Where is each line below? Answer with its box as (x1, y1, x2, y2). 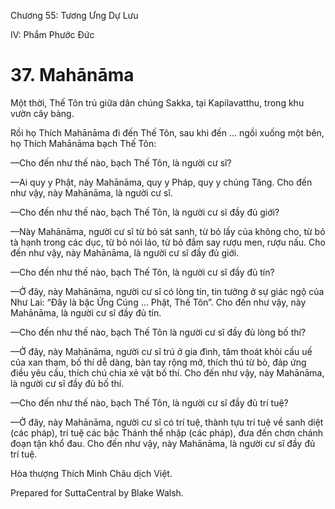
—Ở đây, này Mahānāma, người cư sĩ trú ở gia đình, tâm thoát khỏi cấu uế (10, 345, 313, 357)
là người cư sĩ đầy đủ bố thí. (10, 377, 125, 389)
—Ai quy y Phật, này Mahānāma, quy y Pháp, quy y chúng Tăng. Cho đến (10, 176, 313, 188)
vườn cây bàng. (10, 107, 75, 119)
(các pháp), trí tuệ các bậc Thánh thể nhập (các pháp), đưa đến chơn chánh (10, 426, 323, 439)
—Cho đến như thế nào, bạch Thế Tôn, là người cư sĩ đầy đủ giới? (10, 206, 280, 218)
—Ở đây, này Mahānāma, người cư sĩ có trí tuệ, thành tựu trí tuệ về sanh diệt (10, 416, 324, 428)
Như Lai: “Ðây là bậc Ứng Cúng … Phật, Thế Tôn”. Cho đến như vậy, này (10, 296, 307, 308)
